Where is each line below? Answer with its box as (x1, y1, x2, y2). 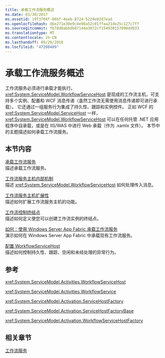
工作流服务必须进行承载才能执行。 (5, 85, 75, 91)
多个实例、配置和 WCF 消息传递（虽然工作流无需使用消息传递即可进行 (9, 97, 154, 103)
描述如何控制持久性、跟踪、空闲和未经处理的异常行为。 (5, 249, 119, 255)
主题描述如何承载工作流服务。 (9, 128, 71, 135)
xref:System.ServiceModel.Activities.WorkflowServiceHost (5, 279, 126, 285)
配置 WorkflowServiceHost (5, 243, 60, 249)
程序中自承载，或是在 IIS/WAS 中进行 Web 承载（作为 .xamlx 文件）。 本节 (5, 122, 156, 128)
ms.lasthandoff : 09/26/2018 (5, 40, 64, 45)
